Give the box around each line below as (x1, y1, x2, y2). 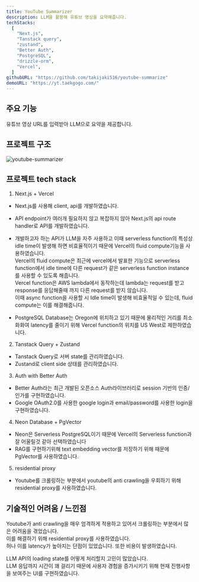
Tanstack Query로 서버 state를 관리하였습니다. (14, 353, 124, 360)
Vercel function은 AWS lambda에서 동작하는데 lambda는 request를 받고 (14, 279, 185, 287)
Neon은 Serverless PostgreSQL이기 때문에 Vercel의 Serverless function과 (14, 430, 192, 438)
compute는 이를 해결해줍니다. (14, 301, 84, 308)
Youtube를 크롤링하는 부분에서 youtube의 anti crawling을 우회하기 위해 (14, 477, 182, 484)
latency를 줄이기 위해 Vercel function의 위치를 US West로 (30, 321, 167, 329)
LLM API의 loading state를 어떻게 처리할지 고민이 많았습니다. (6, 555, 148, 562)
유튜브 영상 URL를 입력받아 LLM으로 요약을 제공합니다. (6, 120, 133, 127)
